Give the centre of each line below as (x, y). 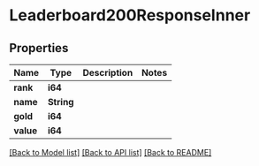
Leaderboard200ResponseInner (130, 15)
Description (108, 73)
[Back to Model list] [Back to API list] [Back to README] (110, 152)
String (61, 102)
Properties (39, 48)
